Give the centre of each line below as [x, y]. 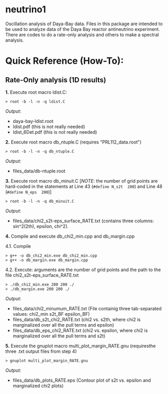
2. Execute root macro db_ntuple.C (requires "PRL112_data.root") [73, 142]
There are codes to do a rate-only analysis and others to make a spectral [82, 34]
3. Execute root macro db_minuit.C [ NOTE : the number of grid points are [81, 181]
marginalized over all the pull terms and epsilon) [63, 325]
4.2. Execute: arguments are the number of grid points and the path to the [83, 270]
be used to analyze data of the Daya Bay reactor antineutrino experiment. [83, 29]
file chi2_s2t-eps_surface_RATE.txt [42, 275]
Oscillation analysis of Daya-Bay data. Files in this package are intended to [84, 24]
